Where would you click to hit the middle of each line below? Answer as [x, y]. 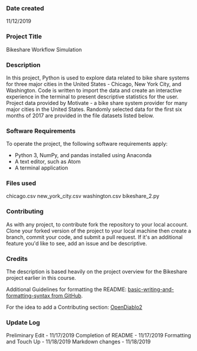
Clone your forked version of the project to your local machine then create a [98, 231]
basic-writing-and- [151, 289]
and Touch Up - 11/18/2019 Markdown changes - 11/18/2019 [78, 342]
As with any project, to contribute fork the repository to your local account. [97, 224]
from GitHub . [67, 296]
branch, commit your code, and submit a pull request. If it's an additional [94, 237]
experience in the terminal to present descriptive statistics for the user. [92, 97]
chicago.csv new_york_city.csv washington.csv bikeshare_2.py [83, 196]
